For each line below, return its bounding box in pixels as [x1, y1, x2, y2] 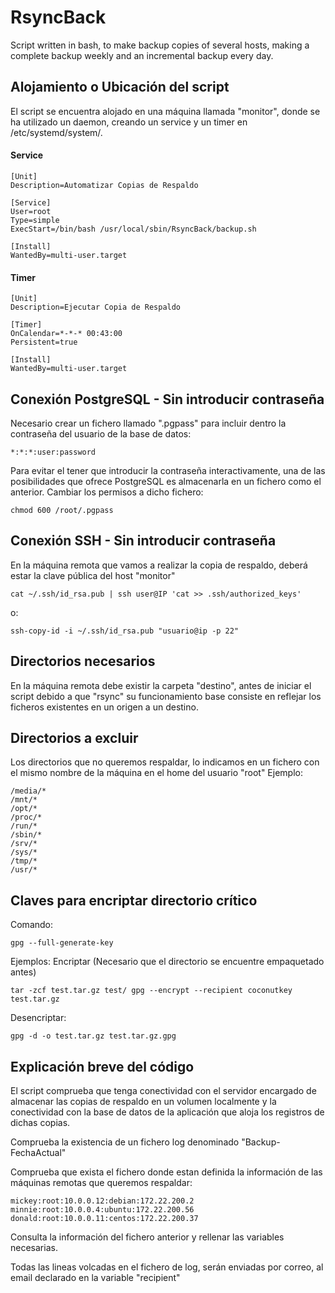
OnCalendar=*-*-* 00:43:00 [10, 329, 123, 339]
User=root [10, 206, 52, 216]
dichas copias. [10, 1117, 71, 1129]
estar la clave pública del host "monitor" [10, 569, 176, 581]
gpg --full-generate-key [10, 938, 114, 948]
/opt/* [10, 804, 38, 814]
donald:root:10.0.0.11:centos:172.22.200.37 [10, 1214, 199, 1224]
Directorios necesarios [10, 653, 156, 670]
